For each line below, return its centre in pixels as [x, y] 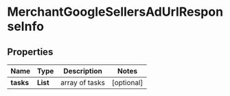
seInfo [26, 26]
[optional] [127, 83]
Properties [30, 52]
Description [83, 71]
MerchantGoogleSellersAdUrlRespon [115, 12]
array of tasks [83, 83]
